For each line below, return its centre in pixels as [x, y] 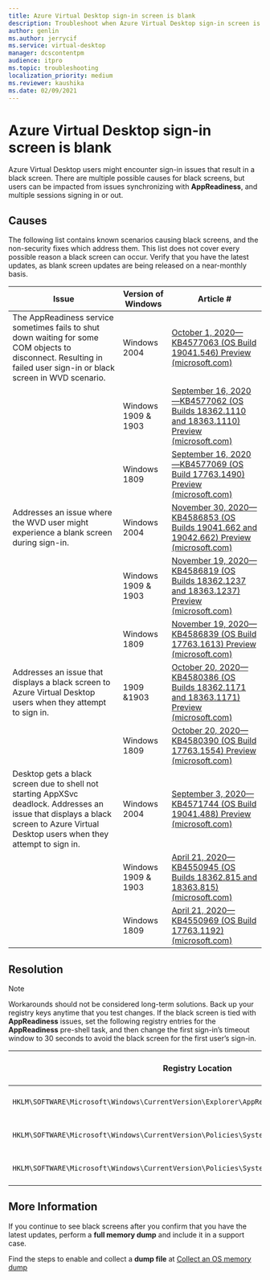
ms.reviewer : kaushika [46, 83]
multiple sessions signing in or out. [66, 195]
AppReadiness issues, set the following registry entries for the [112, 1021]
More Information [53, 1207]
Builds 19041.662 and [215, 527]
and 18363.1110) [206, 421]
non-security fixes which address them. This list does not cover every [124, 248]
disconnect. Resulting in [57, 358]
